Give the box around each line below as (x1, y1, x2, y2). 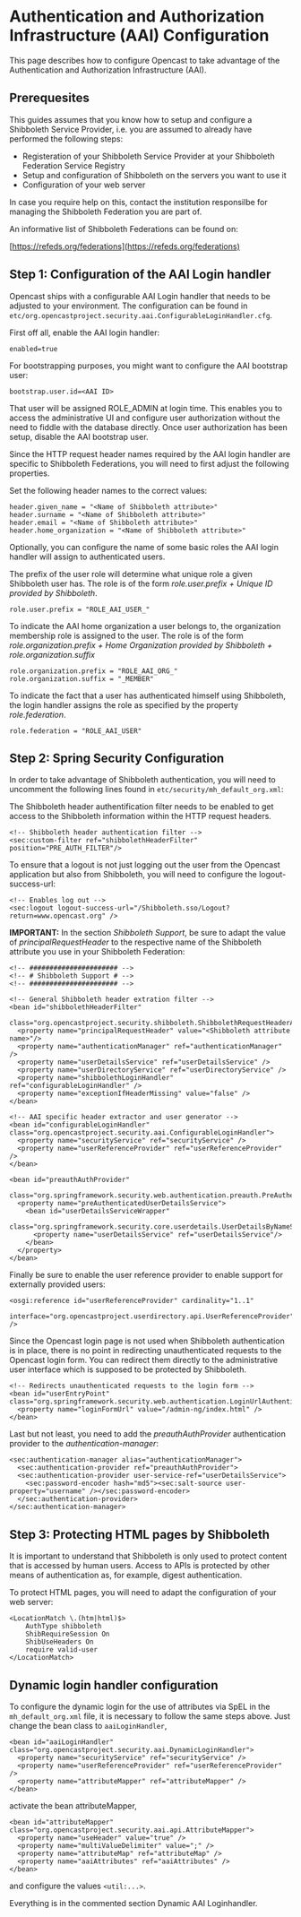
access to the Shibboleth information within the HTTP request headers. (9, 811, 271, 822)
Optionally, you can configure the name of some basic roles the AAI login (9, 541, 279, 552)
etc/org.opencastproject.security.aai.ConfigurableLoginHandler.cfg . (9, 309, 273, 320)
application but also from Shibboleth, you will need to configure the (9, 869, 257, 880)
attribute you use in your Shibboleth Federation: (9, 946, 185, 957)
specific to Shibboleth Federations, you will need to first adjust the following (9, 458, 289, 469)
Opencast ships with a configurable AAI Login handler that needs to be (9, 290, 271, 301)
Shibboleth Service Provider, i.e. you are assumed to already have (9, 124, 253, 134)
